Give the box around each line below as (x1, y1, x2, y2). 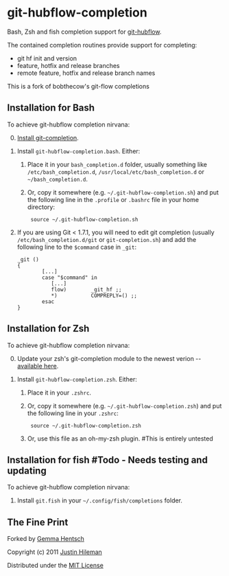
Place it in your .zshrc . (27, 388, 91, 397)
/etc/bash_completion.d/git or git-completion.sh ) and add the (16, 235, 197, 243)
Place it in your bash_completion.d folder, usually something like (27, 160, 208, 168)
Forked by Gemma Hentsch (7, 535, 84, 543)
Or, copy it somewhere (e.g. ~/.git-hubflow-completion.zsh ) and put (27, 401, 222, 410)
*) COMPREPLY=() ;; (51, 292, 137, 299)
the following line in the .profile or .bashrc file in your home (27, 195, 200, 203)
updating (7, 465, 47, 476)
